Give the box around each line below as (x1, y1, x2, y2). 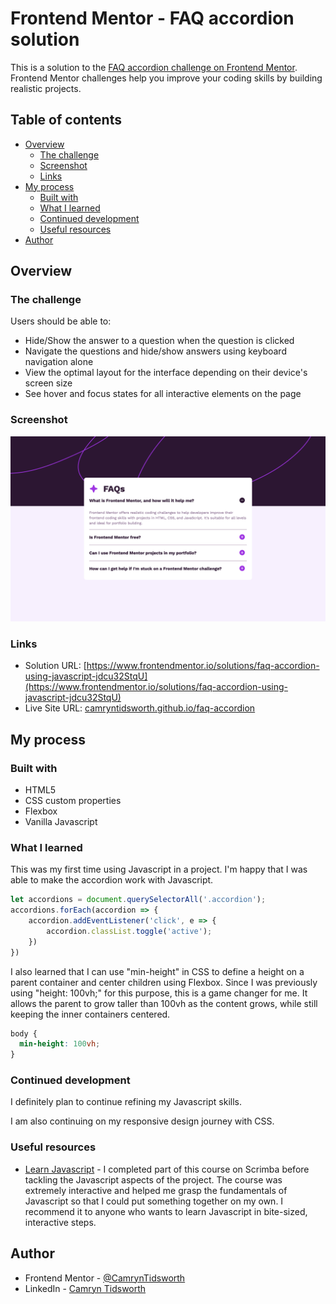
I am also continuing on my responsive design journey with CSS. (10, 1115, 275, 1127)
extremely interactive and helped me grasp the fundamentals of (24, 1184, 288, 1196)
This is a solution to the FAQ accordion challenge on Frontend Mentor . (10, 61, 298, 73)
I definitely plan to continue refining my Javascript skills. (10, 1096, 242, 1108)
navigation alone (24, 356, 94, 368)
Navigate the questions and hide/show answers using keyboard (24, 345, 287, 357)
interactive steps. (24, 1216, 97, 1228)
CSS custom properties (24, 795, 122, 807)
